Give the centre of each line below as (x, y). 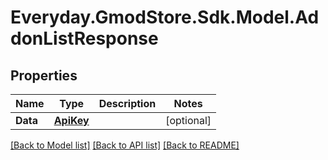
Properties (44, 75)
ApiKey (71, 120)
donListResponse (84, 38)
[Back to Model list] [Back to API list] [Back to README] (125, 145)
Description (127, 103)
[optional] (188, 120)
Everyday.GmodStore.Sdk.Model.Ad (165, 17)
